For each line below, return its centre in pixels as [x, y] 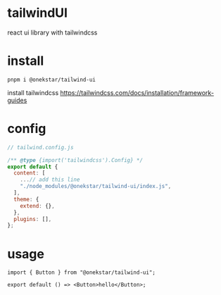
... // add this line [50, 180]
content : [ [30, 173]
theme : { [26, 199]
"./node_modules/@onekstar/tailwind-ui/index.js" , [96, 187]
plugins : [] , [33, 219]
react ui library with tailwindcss [52, 32]
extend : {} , [37, 206]
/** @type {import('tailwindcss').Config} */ [75, 160]
